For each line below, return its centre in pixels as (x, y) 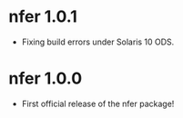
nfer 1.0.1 (43, 17)
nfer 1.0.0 (46, 79)
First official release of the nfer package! (98, 103)
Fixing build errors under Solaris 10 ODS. (98, 42)
